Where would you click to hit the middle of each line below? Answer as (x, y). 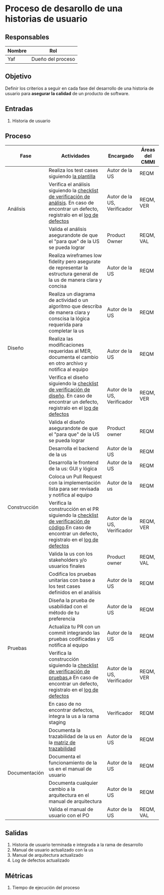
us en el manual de (70, 769)
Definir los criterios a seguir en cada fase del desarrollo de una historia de (79, 88)
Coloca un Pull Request (75, 477)
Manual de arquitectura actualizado (48, 855)
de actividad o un (69, 300)
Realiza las (61, 339)
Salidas (17, 833)
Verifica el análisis (69, 184)
